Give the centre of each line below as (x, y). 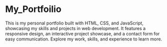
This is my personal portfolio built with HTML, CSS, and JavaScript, (74, 23)
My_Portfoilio (33, 9)
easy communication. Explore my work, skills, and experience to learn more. (84, 39)
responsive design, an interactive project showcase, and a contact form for (82, 33)
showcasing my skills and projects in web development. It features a (75, 28)
